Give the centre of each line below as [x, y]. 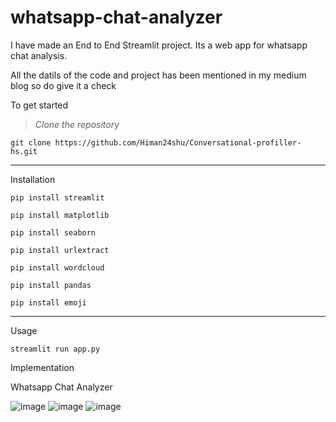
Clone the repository [77, 124]
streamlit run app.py [55, 349]
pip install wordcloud [57, 267]
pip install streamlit [57, 197]
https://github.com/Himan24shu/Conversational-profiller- [178, 142]
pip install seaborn [53, 232]
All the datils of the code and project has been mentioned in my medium [158, 75]
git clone [31, 142]
